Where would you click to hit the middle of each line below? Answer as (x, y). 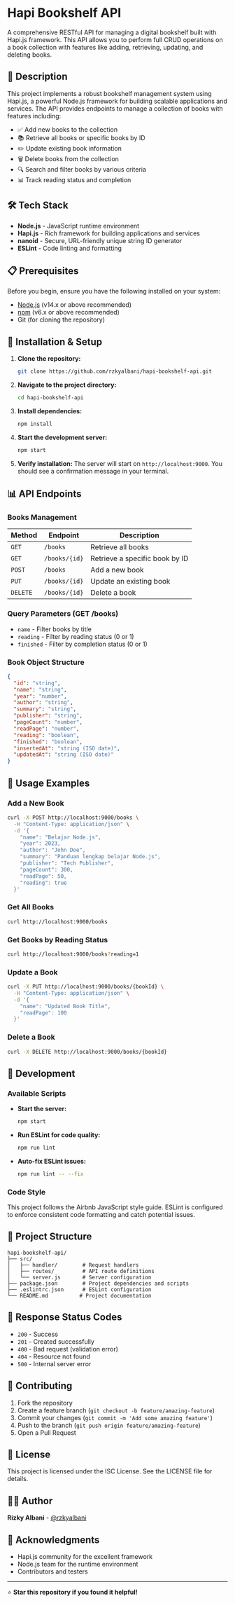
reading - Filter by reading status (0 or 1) (76, 636)
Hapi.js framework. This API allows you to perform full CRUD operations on (115, 39)
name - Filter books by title (55, 629)
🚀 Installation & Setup (55, 342)
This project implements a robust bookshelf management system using (109, 93)
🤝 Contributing (40, 1386)
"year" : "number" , (41, 696)
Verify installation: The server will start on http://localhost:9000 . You (120, 463)
